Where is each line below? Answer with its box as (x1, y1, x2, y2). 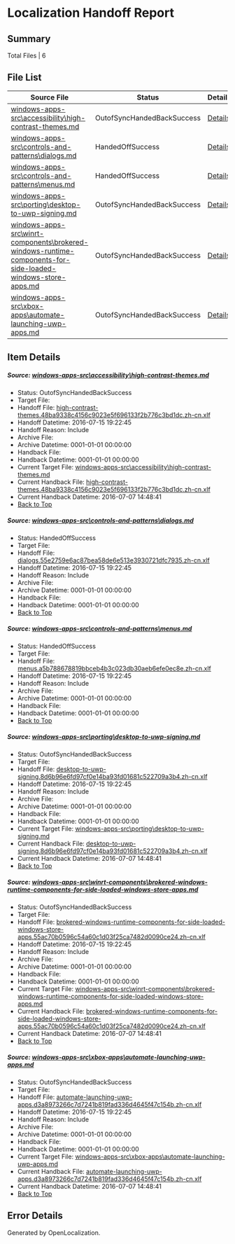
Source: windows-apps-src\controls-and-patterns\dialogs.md (7, 516, 194, 525)
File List (7, 71, 42, 83)
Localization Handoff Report (7, 5, 175, 21)
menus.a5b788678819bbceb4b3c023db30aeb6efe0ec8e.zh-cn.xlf (17, 664, 212, 673)
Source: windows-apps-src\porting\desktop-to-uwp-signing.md (7, 732, 201, 740)
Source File (30, 92, 69, 102)
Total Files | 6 (7, 51, 46, 60)
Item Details (7, 352, 61, 364)
